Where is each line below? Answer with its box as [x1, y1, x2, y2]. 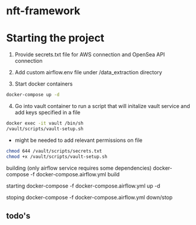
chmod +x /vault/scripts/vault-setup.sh [6, 153, 108, 160]
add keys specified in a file [14, 109, 81, 116]
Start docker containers [14, 80, 73, 87]
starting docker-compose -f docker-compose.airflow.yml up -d [6, 182, 160, 189]
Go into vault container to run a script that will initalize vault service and [14, 103, 190, 109]
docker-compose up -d [6, 92, 60, 98]
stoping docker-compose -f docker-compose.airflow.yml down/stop [6, 194, 173, 201]
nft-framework [6, 4, 81, 18]
